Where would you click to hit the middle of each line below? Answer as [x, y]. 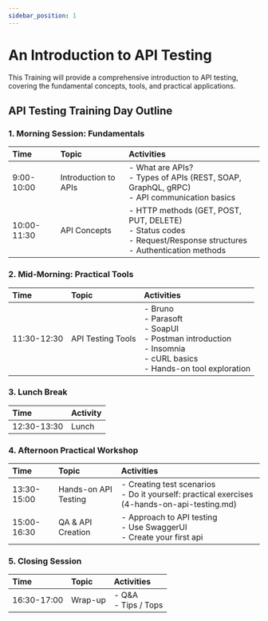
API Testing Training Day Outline [91, 111]
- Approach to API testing [169, 517]
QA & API [75, 522]
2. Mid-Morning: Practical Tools [71, 275]
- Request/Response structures [188, 240]
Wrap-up [88, 600]
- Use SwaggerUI [154, 528]
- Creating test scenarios [168, 485]
